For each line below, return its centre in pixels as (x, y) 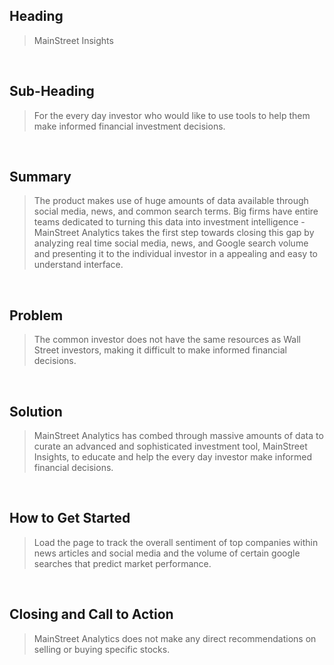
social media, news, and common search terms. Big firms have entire (176, 211)
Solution (36, 411)
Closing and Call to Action (91, 614)
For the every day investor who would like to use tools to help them (172, 115)
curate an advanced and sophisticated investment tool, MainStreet (170, 446)
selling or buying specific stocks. (102, 649)
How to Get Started (70, 518)
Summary (40, 177)
